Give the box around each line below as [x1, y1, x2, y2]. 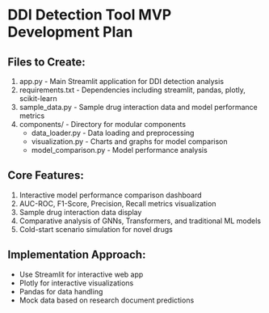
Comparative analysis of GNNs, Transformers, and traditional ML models [19, 216, 262, 226]
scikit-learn [19, 94, 57, 103]
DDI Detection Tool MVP [7, 6, 172, 24]
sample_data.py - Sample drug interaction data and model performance [19, 103, 258, 112]
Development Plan [7, 23, 133, 41]
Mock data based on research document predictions [19, 295, 195, 305]
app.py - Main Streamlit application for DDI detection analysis [19, 77, 224, 86]
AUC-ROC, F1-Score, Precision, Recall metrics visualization [19, 198, 216, 208]
